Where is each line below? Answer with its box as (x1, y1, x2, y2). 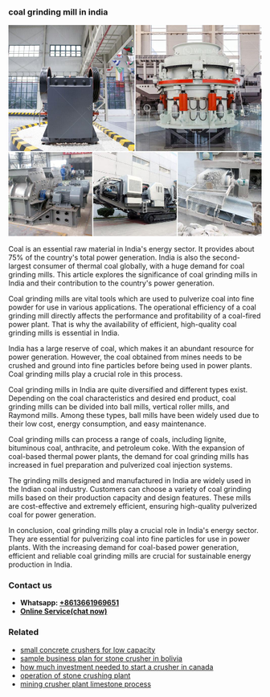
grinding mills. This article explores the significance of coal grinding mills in (8, 269, 258, 279)
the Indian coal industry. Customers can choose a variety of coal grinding (8, 484, 252, 494)
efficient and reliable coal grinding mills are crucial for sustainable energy (8, 551, 252, 560)
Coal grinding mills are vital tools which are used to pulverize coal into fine (8, 293, 255, 303)
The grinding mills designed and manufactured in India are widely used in (8, 475, 252, 485)
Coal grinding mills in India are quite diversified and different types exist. (8, 384, 248, 394)
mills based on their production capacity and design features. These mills (8, 493, 252, 502)
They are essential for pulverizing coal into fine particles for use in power (8, 534, 251, 543)
